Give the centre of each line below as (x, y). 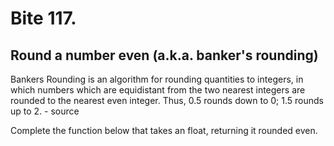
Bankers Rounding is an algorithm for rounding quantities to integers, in (157, 79)
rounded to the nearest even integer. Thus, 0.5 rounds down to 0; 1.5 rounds (167, 100)
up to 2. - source (45, 111)
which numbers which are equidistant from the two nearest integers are (158, 90)
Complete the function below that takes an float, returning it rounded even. (164, 130)
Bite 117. (43, 18)
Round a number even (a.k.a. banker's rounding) (164, 55)
